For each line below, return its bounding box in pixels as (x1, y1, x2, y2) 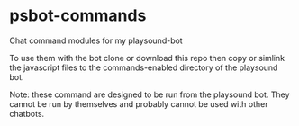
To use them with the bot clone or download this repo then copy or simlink (9, 52, 285, 63)
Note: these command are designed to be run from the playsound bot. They (9, 89, 290, 100)
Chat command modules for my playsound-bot (9, 35, 183, 46)
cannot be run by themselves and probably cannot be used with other (9, 98, 268, 109)
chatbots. (9, 108, 45, 119)
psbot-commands (9, 5, 147, 26)
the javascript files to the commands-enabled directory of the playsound (9, 62, 278, 73)
